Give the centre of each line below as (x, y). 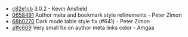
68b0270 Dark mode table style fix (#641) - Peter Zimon (81, 21)
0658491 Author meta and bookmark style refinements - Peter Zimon (97, 15)
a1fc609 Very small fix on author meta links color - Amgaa (83, 27)
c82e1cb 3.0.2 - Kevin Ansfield (50, 9)
